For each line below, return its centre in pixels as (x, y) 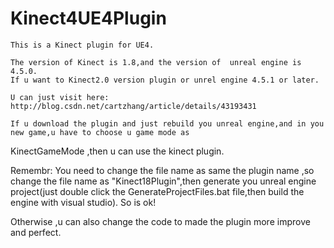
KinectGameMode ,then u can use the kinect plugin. (117, 151)
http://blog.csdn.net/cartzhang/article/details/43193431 (133, 106)
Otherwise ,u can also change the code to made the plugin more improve (160, 221)
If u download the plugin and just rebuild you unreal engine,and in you (167, 123)
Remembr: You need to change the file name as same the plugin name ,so (162, 170)
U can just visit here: (60, 97)
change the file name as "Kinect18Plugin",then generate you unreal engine (163, 181)
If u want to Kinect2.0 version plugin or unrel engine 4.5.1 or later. (165, 80)
